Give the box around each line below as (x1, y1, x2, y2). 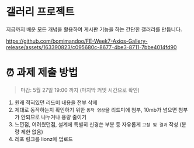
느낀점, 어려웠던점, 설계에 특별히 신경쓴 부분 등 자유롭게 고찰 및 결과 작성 (14, 121, 179, 128)
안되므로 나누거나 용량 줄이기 (20, 113, 86, 121)
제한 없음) (20, 128, 44, 135)
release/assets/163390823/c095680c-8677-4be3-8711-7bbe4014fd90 (6, 43, 177, 50)
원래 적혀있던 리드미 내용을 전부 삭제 (14, 99, 98, 106)
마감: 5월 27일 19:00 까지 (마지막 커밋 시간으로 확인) (20, 86, 140, 94)
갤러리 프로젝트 (6, 5, 75, 19)
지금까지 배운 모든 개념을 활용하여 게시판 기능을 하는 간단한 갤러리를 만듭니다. (6, 26, 182, 33)
